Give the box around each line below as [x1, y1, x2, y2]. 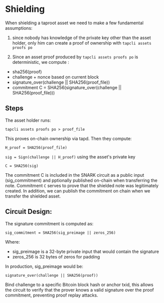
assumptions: [5, 25, 33, 31]
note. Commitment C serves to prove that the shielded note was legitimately [5, 182, 159, 189]
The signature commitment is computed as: [5, 220, 94, 226]
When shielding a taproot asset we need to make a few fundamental [5, 20, 144, 26]
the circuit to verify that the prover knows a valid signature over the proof [5, 287, 154, 293]
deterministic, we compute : [12, 59, 69, 65]
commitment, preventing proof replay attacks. [5, 292, 98, 298]
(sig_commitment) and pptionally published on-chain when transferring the [5, 177, 158, 183]
